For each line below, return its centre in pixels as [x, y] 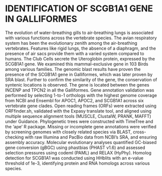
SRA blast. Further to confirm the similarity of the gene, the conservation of [81, 80]
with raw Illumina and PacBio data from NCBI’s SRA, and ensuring [91, 137]
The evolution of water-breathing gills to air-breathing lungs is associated [79, 32]
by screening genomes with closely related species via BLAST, [68, 132]
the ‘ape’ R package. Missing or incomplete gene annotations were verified [81, 126]
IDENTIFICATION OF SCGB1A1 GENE [79, 9]
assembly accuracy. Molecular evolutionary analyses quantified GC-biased [81, 142]
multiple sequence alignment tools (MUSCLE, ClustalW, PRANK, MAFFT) [78, 116]
